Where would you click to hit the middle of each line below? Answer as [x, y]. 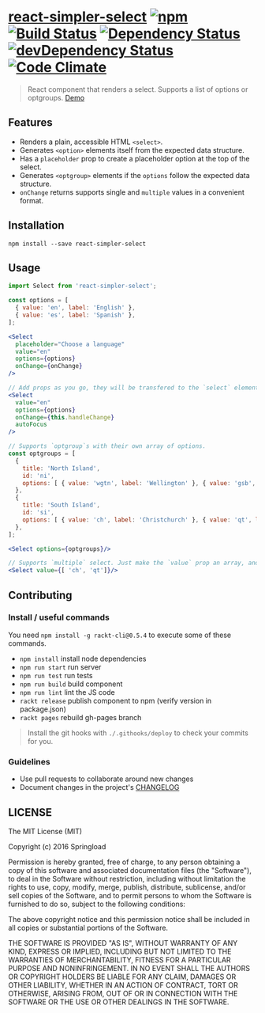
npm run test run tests [56, 675]
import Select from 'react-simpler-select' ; [82, 286]
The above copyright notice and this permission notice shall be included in [129, 919]
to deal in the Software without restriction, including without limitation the [127, 878]
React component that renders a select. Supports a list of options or [138, 89]
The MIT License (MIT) [45, 831]
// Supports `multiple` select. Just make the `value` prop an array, [127, 563]
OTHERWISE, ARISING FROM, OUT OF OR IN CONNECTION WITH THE [123, 993]
